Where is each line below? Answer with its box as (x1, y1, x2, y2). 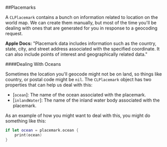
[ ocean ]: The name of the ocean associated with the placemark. (12, 92, 147, 97)
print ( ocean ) (14, 132, 42, 137)
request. (5, 31, 23, 36)
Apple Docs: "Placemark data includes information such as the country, (5, 40, 157, 46)
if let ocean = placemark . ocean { (5, 128, 79, 133)
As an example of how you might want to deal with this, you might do (5, 112, 151, 118)
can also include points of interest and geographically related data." (5, 51, 148, 57)
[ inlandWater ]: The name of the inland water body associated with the (12, 97, 160, 103)
